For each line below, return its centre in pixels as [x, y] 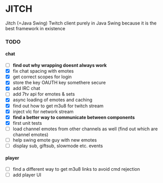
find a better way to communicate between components [74, 117]
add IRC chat [26, 88]
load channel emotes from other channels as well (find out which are [85, 129]
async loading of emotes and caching [53, 100]
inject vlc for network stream [43, 111]
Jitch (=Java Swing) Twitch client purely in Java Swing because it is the [81, 23]
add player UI [27, 175]
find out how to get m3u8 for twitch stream [58, 106]
